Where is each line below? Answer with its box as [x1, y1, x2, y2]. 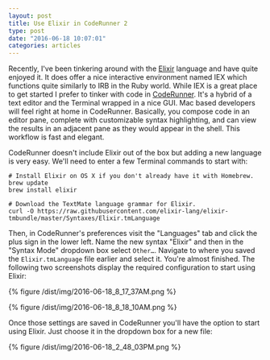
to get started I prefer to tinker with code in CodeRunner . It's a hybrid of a [8, 89, 252, 99]
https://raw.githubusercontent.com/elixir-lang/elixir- [37, 207, 229, 216]
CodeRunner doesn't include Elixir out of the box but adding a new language [8, 148, 262, 158]
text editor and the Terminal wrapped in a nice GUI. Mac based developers [8, 98, 255, 108]
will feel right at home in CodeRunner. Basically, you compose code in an [8, 106, 250, 117]
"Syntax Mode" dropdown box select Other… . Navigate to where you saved [8, 246, 255, 255]
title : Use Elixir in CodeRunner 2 [8, 19, 128, 27]
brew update [8, 179, 48, 188]
